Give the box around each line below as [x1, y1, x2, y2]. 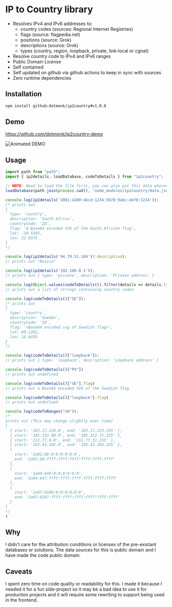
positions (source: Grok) [20, 37, 72, 43]
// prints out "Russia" [5, 259, 56, 264]
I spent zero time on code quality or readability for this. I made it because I [5, 581, 162, 587]
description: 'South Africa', [10, 216, 74, 222]
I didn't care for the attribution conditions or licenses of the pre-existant [5, 541, 157, 548]
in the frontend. [5, 597, 38, 603]
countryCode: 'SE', [10, 320, 52, 325]
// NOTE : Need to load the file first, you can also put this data [5, 183, 153, 188]
